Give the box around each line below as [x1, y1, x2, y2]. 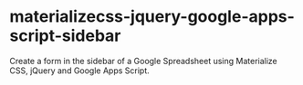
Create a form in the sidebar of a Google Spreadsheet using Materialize [9, 55, 278, 66]
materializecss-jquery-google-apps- [9, 6, 295, 27]
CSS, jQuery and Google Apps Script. [9, 65, 151, 76]
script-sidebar [9, 25, 121, 46]
